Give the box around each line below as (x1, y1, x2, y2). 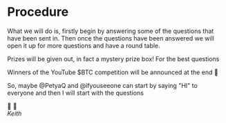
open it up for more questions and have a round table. (7, 41, 160, 49)
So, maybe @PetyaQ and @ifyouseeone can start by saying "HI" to (7, 81, 198, 89)
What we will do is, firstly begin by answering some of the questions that (7, 27, 214, 35)
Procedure (7, 4, 69, 20)
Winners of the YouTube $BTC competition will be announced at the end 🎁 (7, 68, 219, 76)
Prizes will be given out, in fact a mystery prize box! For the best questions (7, 54, 220, 63)
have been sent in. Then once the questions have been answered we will (7, 34, 214, 42)
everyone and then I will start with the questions (7, 89, 144, 97)
